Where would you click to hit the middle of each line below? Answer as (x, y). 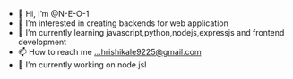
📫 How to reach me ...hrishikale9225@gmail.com (109, 52)
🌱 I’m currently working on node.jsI (82, 65)
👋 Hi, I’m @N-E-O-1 (53, 14)
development (42, 42)
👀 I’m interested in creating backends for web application (123, 23)
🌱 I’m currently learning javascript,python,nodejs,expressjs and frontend (151, 32)
